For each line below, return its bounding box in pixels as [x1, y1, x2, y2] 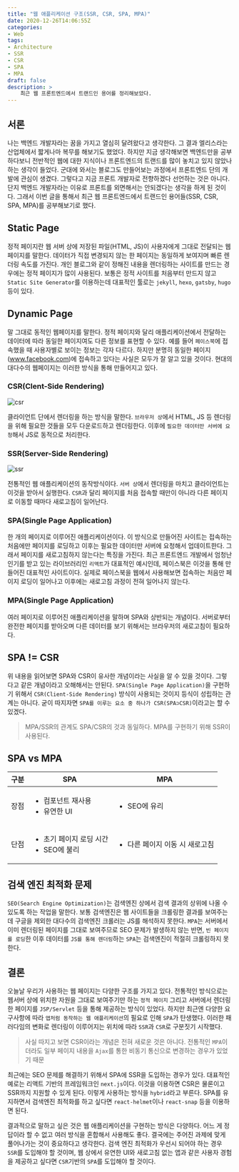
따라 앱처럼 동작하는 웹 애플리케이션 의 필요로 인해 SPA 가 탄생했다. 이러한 [31, 1014, 225, 1021]
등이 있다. [7, 286, 34, 295]
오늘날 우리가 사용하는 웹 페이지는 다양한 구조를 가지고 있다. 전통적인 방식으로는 [7, 986, 228, 995]
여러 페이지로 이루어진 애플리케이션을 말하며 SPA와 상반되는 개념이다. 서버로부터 [7, 612, 231, 621]
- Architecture [7, 44, 53, 51]
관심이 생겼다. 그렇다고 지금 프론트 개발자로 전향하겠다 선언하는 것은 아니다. [20, 174, 230, 183]
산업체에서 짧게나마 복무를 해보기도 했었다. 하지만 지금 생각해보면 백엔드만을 [7, 147, 219, 156]
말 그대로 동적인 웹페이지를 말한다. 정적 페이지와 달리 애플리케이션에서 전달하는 [7, 328, 227, 336]
